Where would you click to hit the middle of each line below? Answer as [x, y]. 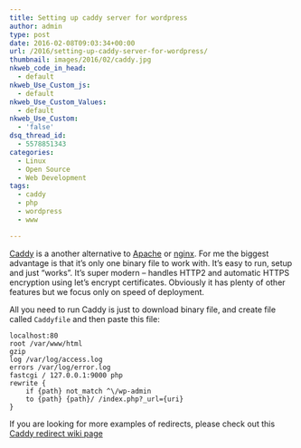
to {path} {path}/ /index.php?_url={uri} [104, 399]
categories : [32, 152]
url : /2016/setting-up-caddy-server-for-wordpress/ [108, 52]
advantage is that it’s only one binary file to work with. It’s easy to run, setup [151, 262]
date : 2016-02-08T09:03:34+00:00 [72, 43]
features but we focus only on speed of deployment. [107, 291]
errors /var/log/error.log [60, 367]
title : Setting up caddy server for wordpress [99, 18]
